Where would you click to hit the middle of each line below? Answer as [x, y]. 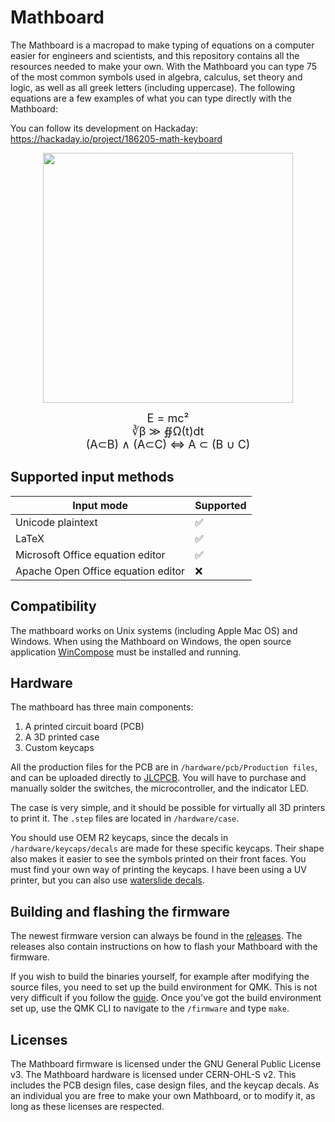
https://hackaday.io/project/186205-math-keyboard [116, 138]
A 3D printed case [62, 737]
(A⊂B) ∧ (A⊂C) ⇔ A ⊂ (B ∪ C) [168, 444]
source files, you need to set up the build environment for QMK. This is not [164, 987]
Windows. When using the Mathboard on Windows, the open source [151, 641]
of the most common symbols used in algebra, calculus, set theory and [156, 77]
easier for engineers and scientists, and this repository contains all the [155, 55]
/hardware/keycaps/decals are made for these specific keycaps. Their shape [167, 848]
